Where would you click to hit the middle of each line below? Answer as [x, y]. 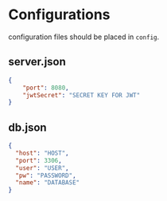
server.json [37, 62]
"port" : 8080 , [46, 88]
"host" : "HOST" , [42, 153]
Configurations [59, 15]
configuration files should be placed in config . [84, 37]
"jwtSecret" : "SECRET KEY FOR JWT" [82, 95]
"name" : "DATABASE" [48, 183]
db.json [27, 127]
